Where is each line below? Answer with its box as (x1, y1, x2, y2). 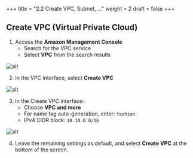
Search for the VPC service (23, 44, 91, 51)
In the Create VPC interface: (14, 97, 85, 104)
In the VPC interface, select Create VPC (14, 74, 114, 81)
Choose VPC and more (23, 104, 81, 111)
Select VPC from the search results (23, 51, 111, 58)
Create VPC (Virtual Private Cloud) (6, 22, 138, 32)
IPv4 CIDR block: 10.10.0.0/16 (23, 116, 100, 123)
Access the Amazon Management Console (14, 38, 122, 45)
